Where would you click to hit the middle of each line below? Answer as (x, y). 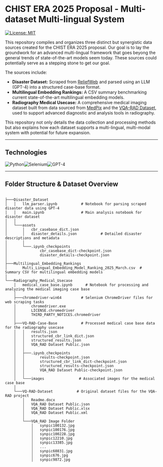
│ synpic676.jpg (49, 455)
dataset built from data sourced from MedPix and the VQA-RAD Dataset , (84, 108)
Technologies (26, 153)
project (21, 395)
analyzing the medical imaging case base (48, 289)
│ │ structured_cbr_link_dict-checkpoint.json (70, 361)
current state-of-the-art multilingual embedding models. (68, 97)
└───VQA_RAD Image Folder (49, 421)
